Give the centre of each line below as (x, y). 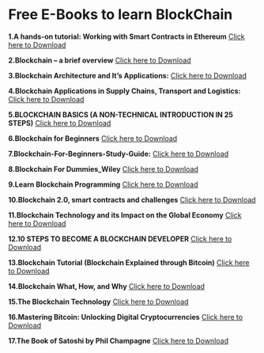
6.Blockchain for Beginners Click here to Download (93, 138)
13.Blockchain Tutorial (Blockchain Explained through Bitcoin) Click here (129, 262)
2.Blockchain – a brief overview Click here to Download (100, 60)
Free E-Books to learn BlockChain (121, 15)
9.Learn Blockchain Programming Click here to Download (103, 184)
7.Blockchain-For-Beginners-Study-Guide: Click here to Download (119, 154)
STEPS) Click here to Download (60, 123)
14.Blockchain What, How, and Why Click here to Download (107, 286)
